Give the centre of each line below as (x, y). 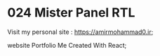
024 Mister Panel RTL (71, 13)
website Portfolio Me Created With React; (67, 45)
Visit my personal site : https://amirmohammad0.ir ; (80, 32)
